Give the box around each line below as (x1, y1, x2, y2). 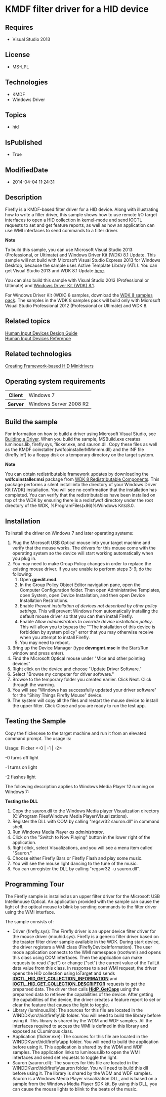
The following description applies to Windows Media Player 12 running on (5, 783, 155, 789)
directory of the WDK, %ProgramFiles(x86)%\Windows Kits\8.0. (5, 502, 135, 508)
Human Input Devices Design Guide (5, 330, 78, 336)
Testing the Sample (5, 717, 66, 726)
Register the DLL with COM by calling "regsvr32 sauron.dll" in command (12, 818, 160, 824)
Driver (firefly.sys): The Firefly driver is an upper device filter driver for (12, 928, 156, 934)
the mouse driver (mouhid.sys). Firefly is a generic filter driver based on (12, 933, 159, 939)
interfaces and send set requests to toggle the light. (12, 1054, 118, 1060)
